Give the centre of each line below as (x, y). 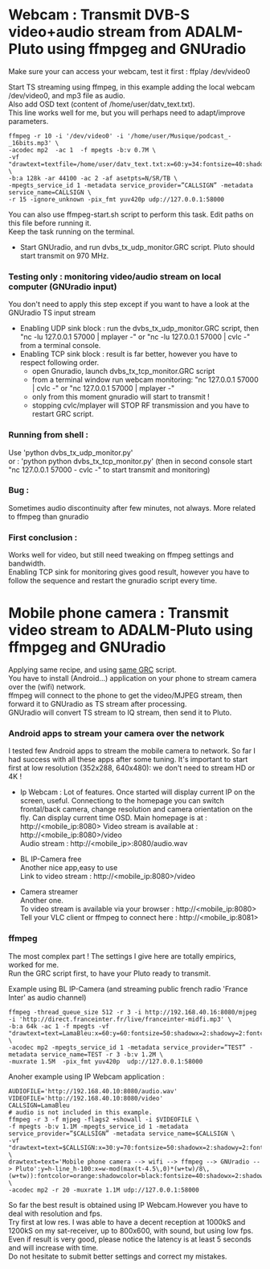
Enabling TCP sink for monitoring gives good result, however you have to (129, 572)
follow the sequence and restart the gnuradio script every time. (113, 581)
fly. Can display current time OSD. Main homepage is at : (113, 818)
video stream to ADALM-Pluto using (131, 630)
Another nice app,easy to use (69, 868)
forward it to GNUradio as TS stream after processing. (98, 704)
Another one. (42, 901)
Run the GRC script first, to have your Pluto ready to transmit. (110, 973)
